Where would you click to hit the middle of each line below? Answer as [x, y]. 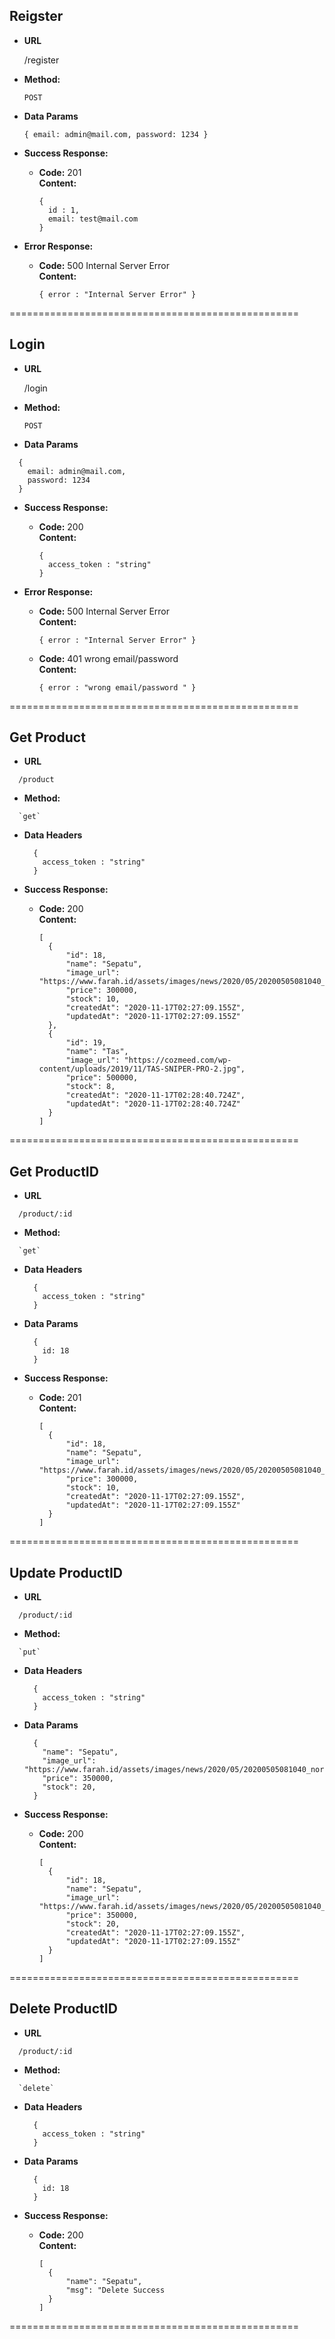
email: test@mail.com [93, 219]
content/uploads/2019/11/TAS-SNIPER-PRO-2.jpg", [142, 1069]
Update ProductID [66, 1572]
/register [41, 60]
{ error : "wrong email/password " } [117, 687]
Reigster [36, 16]
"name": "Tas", [97, 1052]
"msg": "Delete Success [115, 2290]
